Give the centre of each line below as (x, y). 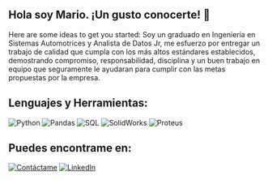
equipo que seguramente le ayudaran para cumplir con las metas (117, 69)
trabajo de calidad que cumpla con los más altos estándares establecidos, (132, 51)
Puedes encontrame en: (70, 148)
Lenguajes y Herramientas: (78, 103)
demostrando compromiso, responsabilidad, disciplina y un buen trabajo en (134, 60)
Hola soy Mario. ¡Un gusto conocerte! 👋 (109, 15)
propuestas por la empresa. (55, 77)
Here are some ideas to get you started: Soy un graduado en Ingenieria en (132, 34)
